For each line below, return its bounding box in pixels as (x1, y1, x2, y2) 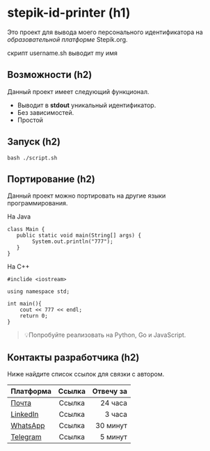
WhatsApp (10, 421, 45, 431)
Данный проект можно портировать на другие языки (7, 191, 166, 200)
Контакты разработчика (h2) (7, 351, 140, 363)
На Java (7, 212, 31, 221)
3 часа (104, 409, 127, 419)
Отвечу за (92, 386, 127, 396)
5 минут (99, 432, 127, 442)
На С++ (7, 262, 30, 271)
